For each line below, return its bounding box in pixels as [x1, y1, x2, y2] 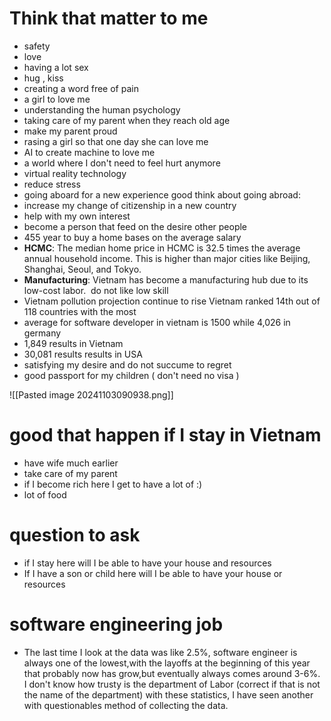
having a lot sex [23, 61, 89, 73]
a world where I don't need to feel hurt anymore [23, 157, 221, 169]
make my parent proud [23, 125, 118, 137]
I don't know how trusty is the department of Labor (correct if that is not [23, 678, 321, 690]
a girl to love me [23, 93, 91, 105]
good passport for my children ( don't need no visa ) [23, 369, 240, 381]
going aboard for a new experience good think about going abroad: [23, 188, 301, 201]
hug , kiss [23, 72, 64, 84]
